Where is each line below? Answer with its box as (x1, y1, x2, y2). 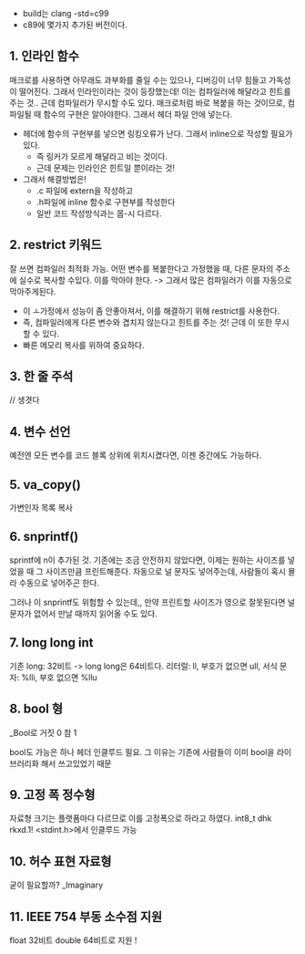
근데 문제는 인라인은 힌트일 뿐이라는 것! (36, 162, 176, 173)
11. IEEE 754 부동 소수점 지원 (9, 908, 163, 924)
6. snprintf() (9, 529, 79, 544)
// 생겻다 (9, 395, 40, 406)
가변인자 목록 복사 (9, 503, 73, 513)
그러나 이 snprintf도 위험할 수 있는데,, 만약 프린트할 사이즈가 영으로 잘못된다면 (9, 596, 286, 607)
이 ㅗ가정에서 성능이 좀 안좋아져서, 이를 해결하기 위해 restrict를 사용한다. (22, 305, 280, 316)
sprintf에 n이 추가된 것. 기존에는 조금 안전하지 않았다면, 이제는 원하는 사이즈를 (9, 555, 286, 565)
